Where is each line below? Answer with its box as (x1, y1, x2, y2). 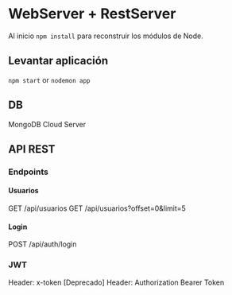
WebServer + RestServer (8, 5, 176, 23)
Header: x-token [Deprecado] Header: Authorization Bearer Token (8, 278, 225, 287)
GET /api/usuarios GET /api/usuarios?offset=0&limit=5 (8, 204, 187, 213)
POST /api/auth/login (8, 239, 77, 249)
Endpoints (8, 166, 49, 177)
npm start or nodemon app (8, 75, 91, 84)
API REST (8, 142, 56, 156)
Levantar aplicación (8, 54, 109, 68)
